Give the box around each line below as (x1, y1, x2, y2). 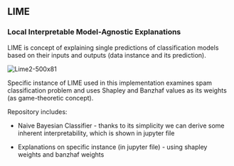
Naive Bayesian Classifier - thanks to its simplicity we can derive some (17, 121, 225, 130)
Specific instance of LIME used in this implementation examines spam (7, 78, 212, 87)
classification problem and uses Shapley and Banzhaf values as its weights (7, 85, 228, 95)
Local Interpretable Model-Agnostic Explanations (7, 27, 181, 37)
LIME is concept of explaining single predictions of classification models (7, 43, 219, 52)
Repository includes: (7, 107, 68, 116)
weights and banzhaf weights (17, 150, 105, 159)
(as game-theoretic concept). (7, 93, 94, 102)
